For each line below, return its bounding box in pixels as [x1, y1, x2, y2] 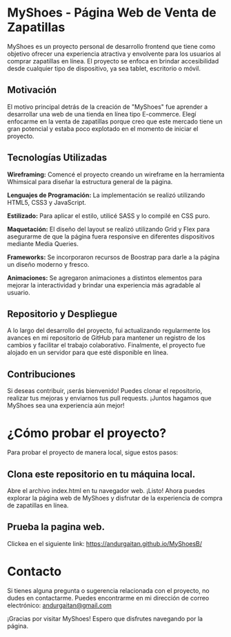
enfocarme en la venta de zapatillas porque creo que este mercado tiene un [7, 117, 223, 125]
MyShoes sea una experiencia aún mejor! [7, 401, 125, 410]
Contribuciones [7, 368, 76, 380]
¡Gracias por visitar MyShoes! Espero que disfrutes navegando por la [7, 614, 203, 623]
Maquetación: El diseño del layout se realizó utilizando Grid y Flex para [7, 225, 210, 233]
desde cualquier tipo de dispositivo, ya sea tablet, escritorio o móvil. [7, 64, 201, 72]
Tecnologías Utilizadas [7, 152, 108, 163]
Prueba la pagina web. [7, 521, 106, 533]
